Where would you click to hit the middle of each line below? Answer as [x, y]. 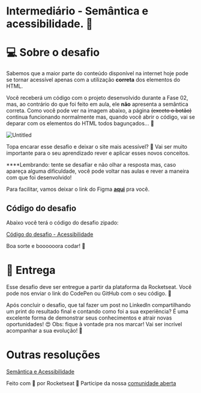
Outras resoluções [53, 355]
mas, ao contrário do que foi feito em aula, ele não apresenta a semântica [97, 104]
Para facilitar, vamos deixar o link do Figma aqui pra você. [78, 189]
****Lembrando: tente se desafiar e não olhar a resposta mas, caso [91, 165]
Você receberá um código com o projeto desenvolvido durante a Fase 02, [97, 98]
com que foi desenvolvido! [39, 178]
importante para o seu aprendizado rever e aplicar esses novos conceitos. [98, 153]
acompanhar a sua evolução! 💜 [44, 330]
